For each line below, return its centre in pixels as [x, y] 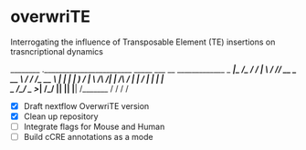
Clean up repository [61, 116]
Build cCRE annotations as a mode [88, 137]
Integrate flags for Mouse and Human [94, 127]
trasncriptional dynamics [57, 51]
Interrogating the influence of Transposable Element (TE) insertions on [143, 42]
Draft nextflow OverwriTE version [86, 105]
